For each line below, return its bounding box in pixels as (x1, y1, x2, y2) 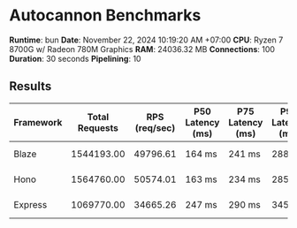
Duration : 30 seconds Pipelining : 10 (9, 53, 141, 64)
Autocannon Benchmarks (9, 5, 202, 26)
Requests (78, 121, 119, 133)
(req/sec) (134, 121, 176, 133)
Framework (13, 116, 63, 128)
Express (13, 198, 48, 210)
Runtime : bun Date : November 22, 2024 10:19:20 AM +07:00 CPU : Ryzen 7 (9, 34, 284, 45)
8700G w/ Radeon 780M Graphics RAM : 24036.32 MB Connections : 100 (9, 43, 276, 54)
